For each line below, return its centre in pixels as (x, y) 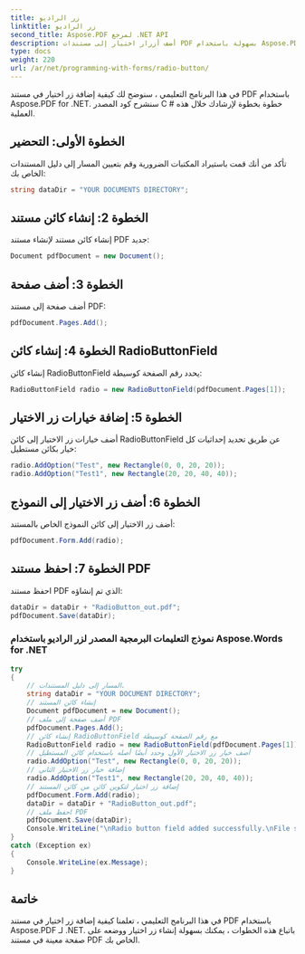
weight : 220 (33, 60)
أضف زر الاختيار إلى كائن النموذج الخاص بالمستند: (93, 524)
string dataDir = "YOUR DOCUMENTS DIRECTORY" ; (100, 190)
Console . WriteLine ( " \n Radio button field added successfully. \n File (158, 829)
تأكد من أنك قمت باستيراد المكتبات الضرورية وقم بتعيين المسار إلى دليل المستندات (148, 163)
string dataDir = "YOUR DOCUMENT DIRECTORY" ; (114, 694)
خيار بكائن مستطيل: (43, 449)
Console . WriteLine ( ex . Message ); (87, 862)
